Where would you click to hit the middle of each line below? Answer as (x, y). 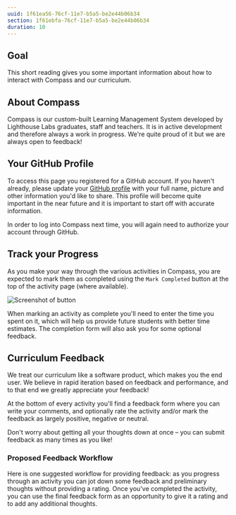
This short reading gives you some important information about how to (110, 73)
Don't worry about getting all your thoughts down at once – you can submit (116, 432)
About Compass (44, 102)
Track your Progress (53, 254)
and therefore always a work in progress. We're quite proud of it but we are (116, 134)
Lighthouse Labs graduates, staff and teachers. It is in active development (115, 127)
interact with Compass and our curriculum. (69, 80)
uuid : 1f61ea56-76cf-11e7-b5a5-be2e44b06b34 (74, 14)
